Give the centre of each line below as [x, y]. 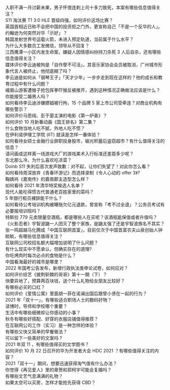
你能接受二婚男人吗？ [27, 96]
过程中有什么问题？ [29, 84]
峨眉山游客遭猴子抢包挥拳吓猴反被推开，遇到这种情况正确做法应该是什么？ [83, 90]
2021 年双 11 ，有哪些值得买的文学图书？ [47, 344]
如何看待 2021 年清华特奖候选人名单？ [45, 185]
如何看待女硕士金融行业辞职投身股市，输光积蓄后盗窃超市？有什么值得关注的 [85, 141]
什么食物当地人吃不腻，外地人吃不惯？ [45, 128]
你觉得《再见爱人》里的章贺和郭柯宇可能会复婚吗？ [58, 370]
